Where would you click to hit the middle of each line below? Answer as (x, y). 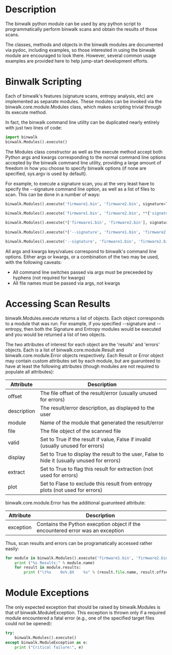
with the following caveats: (34, 262)
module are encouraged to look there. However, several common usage (81, 55)
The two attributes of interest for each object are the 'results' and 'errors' (83, 344)
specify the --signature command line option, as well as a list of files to (80, 189)
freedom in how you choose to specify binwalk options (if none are (76, 168)
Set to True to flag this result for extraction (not (96, 469)
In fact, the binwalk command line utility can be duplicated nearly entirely (82, 122)
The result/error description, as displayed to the (98, 408)
